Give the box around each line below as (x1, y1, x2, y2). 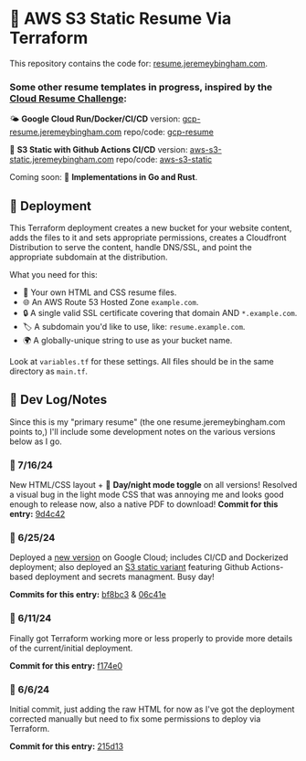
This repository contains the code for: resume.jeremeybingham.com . (9, 58, 268, 69)
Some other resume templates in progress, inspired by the (9, 80, 273, 93)
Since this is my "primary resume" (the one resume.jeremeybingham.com (9, 416, 286, 428)
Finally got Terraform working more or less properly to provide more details (9, 632, 293, 643)
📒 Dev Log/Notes (9, 392, 108, 407)
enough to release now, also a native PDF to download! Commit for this (9, 499, 279, 510)
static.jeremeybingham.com (9, 154, 114, 165)
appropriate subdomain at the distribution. (9, 251, 168, 263)
